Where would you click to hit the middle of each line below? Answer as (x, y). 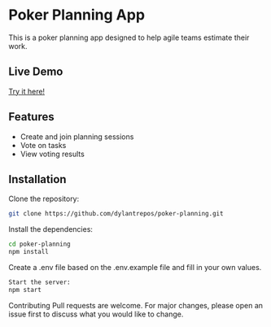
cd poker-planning (39, 244)
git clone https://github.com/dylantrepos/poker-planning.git (116, 214)
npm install (28, 252)
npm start (25, 290)
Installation (37, 179)
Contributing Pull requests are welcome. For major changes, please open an (135, 305)
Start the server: (39, 282)
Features (31, 117)
